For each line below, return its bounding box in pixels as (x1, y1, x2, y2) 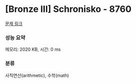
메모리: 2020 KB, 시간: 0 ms (5, 46, 61, 53)
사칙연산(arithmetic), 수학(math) (5, 72, 69, 78)
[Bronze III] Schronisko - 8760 (5, 3, 132, 15)
